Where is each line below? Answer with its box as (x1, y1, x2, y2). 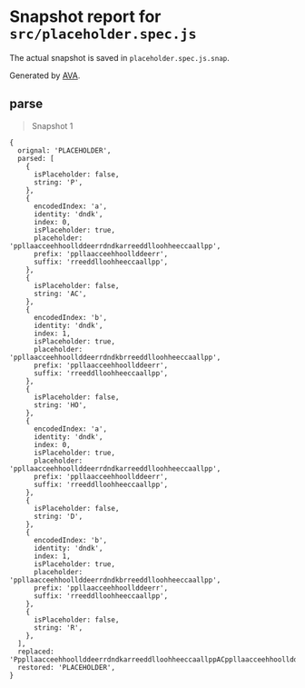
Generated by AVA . (9, 70, 81, 81)
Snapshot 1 (31, 120, 74, 131)
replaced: (17, 647, 54, 656)
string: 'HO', (33, 400, 88, 410)
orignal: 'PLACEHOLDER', (17, 145, 112, 155)
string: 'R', (33, 623, 84, 633)
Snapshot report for (9, 6, 162, 27)
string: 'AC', (33, 289, 88, 298)
